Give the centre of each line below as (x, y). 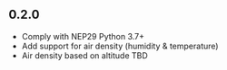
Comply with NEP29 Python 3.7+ (83, 36)
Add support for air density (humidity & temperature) (120, 46)
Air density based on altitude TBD (85, 55)
